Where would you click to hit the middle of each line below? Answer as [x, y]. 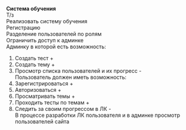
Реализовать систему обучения [47, 21]
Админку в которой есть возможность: [56, 47]
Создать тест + [34, 58]
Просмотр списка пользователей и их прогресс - [78, 71]
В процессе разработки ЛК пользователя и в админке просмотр [97, 115]
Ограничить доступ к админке [45, 40]
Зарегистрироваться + [44, 83]
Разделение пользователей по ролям [54, 34]
